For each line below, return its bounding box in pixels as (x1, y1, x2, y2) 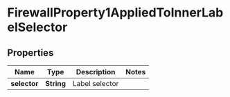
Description (76, 67, 116, 76)
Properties (7, 47, 54, 58)
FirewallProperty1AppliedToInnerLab (7, 5, 224, 21)
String (44, 79, 67, 88)
